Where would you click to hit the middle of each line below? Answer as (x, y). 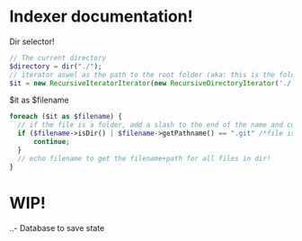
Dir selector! (32, 41)
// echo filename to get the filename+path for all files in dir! (144, 158)
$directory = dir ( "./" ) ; (56, 66)
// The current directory (58, 58)
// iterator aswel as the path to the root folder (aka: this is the (142, 75)
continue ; (51, 142)
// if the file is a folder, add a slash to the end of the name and (150, 125)
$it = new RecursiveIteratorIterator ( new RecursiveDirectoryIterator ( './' (152, 83)
